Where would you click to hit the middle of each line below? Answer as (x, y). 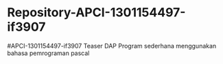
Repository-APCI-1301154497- (96, 13)
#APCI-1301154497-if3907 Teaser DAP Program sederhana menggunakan (112, 46)
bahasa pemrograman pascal (48, 53)
